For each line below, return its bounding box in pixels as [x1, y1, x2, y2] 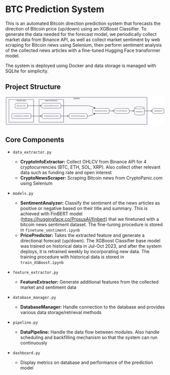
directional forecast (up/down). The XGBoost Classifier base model [20, 237, 161, 244]
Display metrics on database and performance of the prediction [20, 359, 153, 366]
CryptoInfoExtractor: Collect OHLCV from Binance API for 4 [20, 159, 147, 165]
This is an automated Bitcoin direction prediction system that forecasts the [5, 20, 161, 26]
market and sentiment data [20, 284, 77, 290]
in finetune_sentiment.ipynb [20, 227, 80, 233]
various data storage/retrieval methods [20, 310, 102, 316]
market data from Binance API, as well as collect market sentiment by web [5, 37, 160, 43]
